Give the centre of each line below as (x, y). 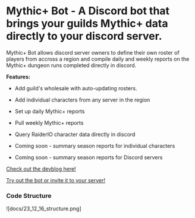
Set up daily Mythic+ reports (50, 111)
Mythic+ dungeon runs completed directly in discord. (71, 65)
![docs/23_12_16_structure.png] (44, 208)
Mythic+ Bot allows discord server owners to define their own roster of (93, 52)
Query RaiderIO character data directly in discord (75, 134)
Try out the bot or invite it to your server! (56, 180)
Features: (18, 77)
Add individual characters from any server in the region (82, 100)
